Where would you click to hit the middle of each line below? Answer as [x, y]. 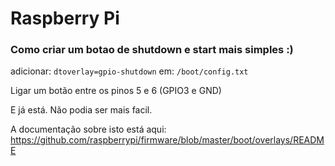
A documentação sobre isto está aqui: [88, 129]
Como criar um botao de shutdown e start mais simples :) [152, 50]
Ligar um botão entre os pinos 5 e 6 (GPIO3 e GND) [116, 91]
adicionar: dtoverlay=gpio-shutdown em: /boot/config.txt [129, 71]
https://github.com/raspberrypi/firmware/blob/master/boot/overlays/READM [167, 140]
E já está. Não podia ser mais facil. [81, 110]
